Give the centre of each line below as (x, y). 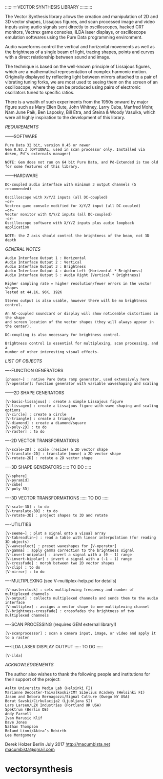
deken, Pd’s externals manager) (38, 154)
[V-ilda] (14, 656)
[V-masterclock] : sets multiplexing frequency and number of (70, 590)
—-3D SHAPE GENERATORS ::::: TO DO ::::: (48, 467)
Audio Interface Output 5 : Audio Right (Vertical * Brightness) (73, 275)
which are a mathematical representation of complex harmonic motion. (76, 72)
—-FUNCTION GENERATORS (34, 370)
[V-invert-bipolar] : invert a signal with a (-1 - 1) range (69, 559)
